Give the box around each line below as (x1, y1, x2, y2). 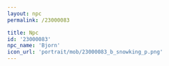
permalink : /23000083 (7, 17, 70, 24)
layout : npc (7, 10, 42, 17)
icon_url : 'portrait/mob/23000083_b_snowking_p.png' (7, 49, 163, 56)
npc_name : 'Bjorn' (7, 42, 61, 49)
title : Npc (7, 29, 39, 36)
